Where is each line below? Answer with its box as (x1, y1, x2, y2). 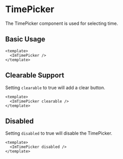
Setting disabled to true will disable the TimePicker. (5, 130, 112, 136)
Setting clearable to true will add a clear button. (5, 85, 105, 91)
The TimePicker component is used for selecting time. (5, 20, 118, 26)
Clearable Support (5, 71, 64, 79)
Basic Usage (5, 35, 46, 44)
